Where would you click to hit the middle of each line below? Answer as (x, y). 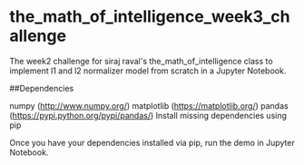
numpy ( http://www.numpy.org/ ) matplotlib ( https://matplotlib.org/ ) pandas (149, 105)
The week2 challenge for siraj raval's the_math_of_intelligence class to (142, 61)
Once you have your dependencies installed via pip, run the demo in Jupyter (152, 142)
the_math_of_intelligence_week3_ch (150, 17)
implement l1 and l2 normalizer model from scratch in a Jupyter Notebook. (148, 71)
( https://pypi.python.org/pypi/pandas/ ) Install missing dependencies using (148, 115)
